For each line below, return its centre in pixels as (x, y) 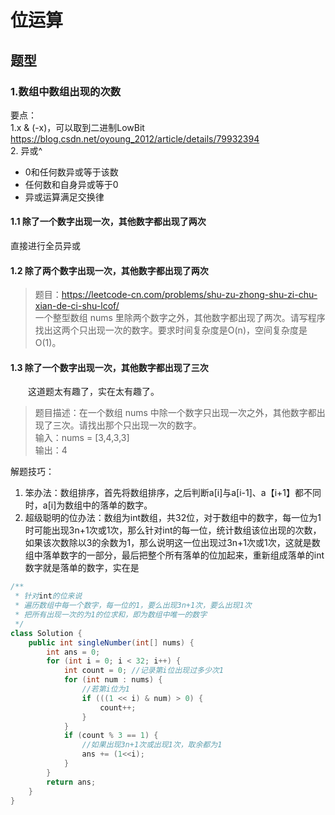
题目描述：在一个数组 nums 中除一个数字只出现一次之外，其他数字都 (175, 413)
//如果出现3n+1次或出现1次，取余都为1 (152, 745)
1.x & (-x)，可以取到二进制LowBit (77, 127)
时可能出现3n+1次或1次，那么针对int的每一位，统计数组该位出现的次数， (173, 530)
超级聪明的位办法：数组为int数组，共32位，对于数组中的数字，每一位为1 (173, 518)
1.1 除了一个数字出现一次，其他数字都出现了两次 (108, 222)
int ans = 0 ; (73, 652)
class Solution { (46, 633)
